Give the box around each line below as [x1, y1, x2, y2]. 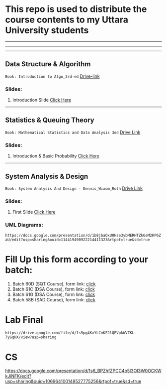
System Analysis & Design [5, 172, 88, 180]
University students [5, 25, 89, 36]
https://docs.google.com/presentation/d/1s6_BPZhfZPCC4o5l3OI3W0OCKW [5, 368, 162, 374]
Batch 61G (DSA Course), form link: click [12, 291, 95, 297]
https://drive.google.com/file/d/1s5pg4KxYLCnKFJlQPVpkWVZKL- [5, 330, 137, 336]
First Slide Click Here [12, 209, 56, 215]
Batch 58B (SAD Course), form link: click [12, 296, 96, 302]
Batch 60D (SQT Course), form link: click [12, 280, 96, 287]
